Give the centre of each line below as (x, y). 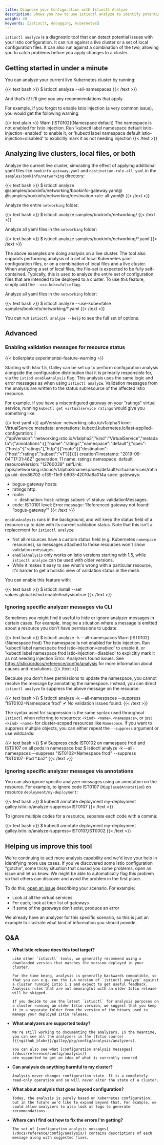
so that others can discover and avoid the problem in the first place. (73, 878)
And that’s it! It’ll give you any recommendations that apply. (64, 99)
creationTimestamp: (99, 454)
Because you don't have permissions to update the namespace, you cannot (81, 678)
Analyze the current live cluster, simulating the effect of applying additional (80, 165)
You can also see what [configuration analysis (61, 1049)
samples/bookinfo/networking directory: (45, 176)
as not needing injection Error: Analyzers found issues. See (64, 658)
